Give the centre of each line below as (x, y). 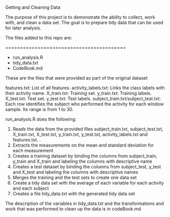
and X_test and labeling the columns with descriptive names (75, 172)
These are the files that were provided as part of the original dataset (77, 78)
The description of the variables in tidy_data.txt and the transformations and (84, 203)
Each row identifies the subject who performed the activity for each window (84, 104)
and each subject (31, 188)
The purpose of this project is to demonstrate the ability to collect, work (80, 17)
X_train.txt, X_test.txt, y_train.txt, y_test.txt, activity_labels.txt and (80, 134)
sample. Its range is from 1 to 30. (39, 109)
